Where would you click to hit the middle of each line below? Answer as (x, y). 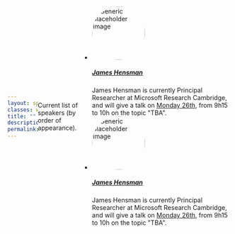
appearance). (57, 128)
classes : (20, 110)
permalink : (23, 130)
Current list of (58, 105)
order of (50, 120)
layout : (19, 103)
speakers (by (57, 113)
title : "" (22, 116)
